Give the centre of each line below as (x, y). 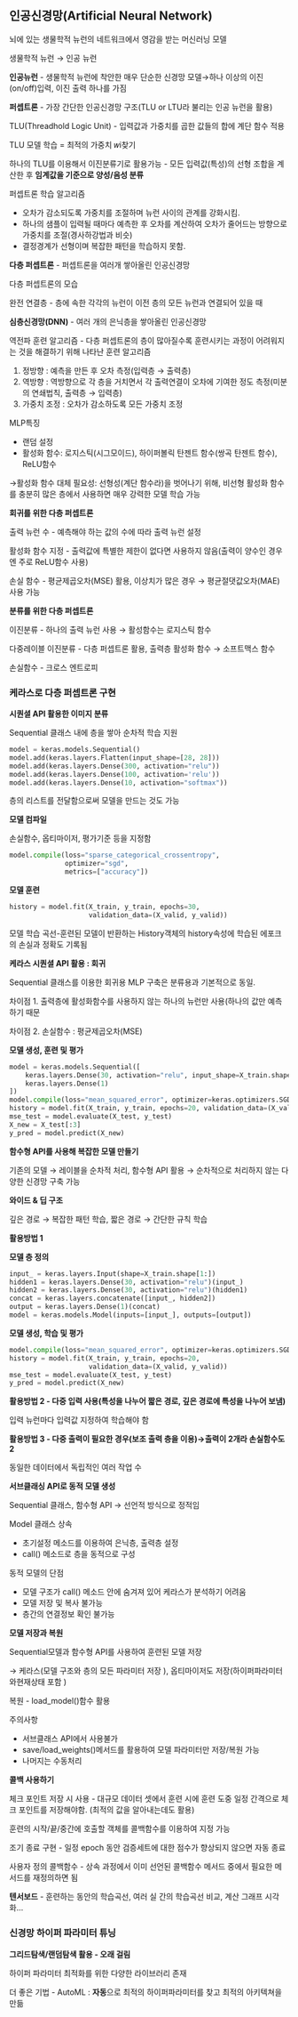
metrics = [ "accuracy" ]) (107, 872)
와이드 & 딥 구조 (36, 1200)
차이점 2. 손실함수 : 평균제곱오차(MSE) (76, 1031)
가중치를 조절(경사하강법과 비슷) (77, 235)
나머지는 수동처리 (52, 1761)
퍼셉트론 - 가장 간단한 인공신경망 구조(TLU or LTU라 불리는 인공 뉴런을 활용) (141, 107)
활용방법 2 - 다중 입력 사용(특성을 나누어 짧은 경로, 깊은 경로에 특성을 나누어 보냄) (148, 1401)
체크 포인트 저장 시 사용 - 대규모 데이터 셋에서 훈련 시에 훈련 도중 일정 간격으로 (144, 1799)
